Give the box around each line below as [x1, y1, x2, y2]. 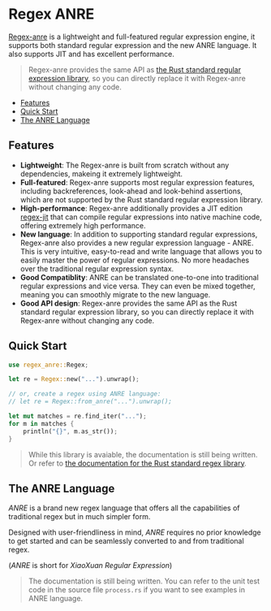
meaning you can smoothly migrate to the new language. [19, 289, 211, 299]
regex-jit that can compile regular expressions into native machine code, [19, 212, 262, 222]
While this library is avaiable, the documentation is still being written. [28, 449, 258, 459]
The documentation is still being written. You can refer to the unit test [28, 576, 260, 586]
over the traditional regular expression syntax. [19, 263, 174, 273]
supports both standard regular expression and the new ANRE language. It [8, 40, 257, 50]
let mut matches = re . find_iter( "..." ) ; [8, 412, 148, 421]
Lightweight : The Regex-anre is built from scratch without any [19, 160, 230, 170]
